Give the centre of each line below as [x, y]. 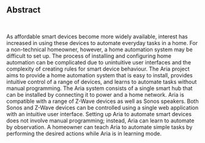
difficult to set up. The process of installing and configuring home [89, 56]
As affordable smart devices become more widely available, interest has [97, 37]
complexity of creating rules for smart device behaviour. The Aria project [98, 69]
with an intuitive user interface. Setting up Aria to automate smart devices [99, 114]
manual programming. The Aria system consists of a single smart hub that [99, 88]
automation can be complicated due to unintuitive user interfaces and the [99, 62]
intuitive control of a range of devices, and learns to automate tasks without [102, 82]
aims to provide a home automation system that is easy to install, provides [99, 75]
